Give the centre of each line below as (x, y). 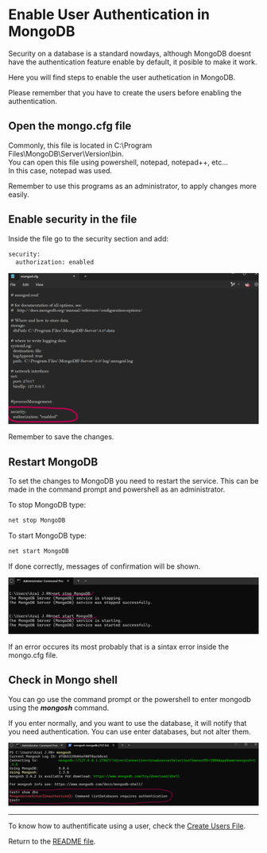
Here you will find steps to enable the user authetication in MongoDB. (122, 77)
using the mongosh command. (59, 708)
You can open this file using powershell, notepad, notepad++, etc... (118, 162)
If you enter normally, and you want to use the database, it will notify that (128, 723)
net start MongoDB (39, 551)
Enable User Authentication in (109, 15)
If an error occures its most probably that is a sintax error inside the (118, 647)
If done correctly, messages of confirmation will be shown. (104, 566)
